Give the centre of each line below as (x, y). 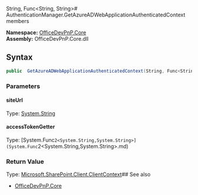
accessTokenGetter (31, 127)
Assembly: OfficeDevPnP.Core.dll (47, 39)
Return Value (25, 161)
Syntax (19, 58)
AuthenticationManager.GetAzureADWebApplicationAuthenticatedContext (96, 15)
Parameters (23, 86)
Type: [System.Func (30, 140)
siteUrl (14, 100)
